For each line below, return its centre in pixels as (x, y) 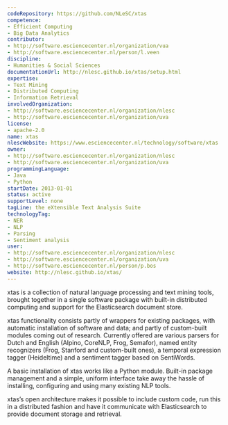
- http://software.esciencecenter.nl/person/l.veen (83, 53)
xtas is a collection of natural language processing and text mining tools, (111, 292)
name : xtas (23, 136)
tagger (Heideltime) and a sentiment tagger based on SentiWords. (101, 357)
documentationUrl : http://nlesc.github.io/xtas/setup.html (94, 72)
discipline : (24, 59)
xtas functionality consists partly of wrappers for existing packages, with (111, 320)
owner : (17, 150)
